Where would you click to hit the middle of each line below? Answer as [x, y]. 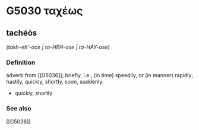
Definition [21, 62]
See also [19, 109]
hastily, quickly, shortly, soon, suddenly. [55, 82]
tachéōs [22, 33]
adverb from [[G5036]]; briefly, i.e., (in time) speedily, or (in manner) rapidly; [100, 75]
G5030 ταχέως [45, 11]
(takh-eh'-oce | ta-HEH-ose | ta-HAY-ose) [58, 47]
